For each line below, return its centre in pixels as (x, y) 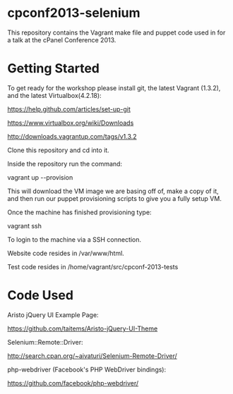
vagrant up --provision (40, 177)
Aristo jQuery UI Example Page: (53, 314)
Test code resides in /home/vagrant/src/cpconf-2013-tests (93, 266)
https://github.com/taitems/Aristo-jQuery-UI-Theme (83, 328)
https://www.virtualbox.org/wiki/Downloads (71, 123)
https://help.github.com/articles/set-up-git (69, 109)
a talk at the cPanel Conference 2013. (62, 39)
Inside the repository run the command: (65, 164)
